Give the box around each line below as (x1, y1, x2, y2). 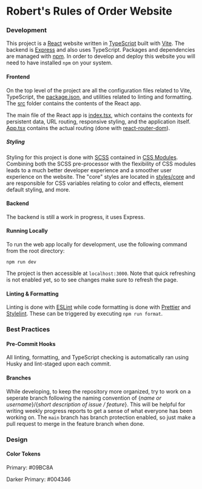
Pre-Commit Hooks (6, 340, 56, 347)
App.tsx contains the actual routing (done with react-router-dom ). (6, 124, 170, 131)
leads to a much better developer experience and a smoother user (6, 166, 172, 174)
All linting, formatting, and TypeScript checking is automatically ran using (6, 354, 189, 361)
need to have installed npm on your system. (6, 59, 113, 66)
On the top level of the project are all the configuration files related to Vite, (6, 86, 192, 94)
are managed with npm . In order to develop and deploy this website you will (6, 53, 195, 60)
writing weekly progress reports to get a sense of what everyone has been (6, 407, 193, 414)
